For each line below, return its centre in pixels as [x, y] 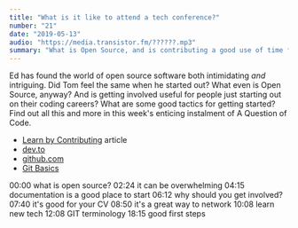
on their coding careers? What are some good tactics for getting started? [142, 104]
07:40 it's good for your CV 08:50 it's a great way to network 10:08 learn [142, 204]
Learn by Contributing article [74, 140]
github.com [43, 159]
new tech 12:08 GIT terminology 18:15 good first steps [107, 214]
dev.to [34, 149]
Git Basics [40, 169]
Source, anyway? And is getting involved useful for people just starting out [145, 95]
